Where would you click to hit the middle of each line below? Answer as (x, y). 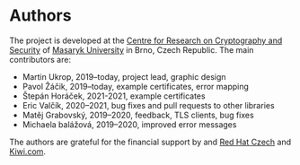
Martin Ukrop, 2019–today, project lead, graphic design (124, 76)
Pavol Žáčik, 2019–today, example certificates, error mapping (136, 86)
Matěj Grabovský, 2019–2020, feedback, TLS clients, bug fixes (138, 115)
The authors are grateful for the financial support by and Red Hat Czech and (150, 142)
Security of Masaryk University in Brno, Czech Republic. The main (132, 49)
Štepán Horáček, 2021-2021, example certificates (114, 96)
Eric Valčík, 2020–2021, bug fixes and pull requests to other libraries (149, 105)
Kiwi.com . (28, 151)
